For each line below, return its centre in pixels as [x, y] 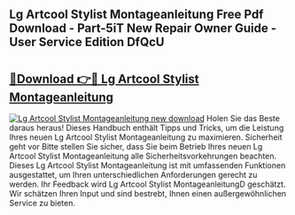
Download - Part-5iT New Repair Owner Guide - [143, 29]
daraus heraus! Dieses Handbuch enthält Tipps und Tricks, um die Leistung [147, 128]
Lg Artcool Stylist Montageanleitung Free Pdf [136, 15]
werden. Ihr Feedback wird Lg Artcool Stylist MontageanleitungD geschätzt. [147, 184]
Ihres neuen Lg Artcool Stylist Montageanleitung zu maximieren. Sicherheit [146, 137]
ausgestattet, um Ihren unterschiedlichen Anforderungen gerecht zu [133, 175]
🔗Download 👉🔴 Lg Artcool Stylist [104, 79]
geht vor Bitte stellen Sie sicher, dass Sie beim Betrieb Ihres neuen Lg [136, 146]
